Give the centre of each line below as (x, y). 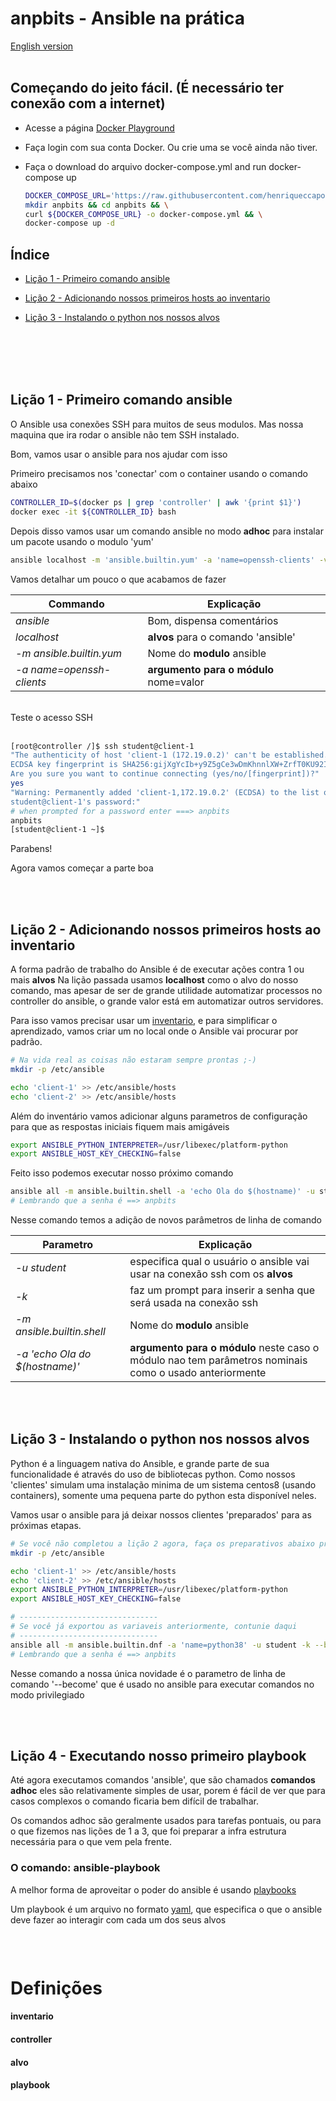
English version (42, 46)
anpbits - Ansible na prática (127, 18)
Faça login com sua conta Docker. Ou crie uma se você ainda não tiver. (171, 147)
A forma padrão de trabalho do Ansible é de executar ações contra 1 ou (157, 969)
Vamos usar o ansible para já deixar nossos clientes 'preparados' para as (161, 1514)
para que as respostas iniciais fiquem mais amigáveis (120, 1126)
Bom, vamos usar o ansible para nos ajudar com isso (119, 454)
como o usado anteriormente (198, 1373)
